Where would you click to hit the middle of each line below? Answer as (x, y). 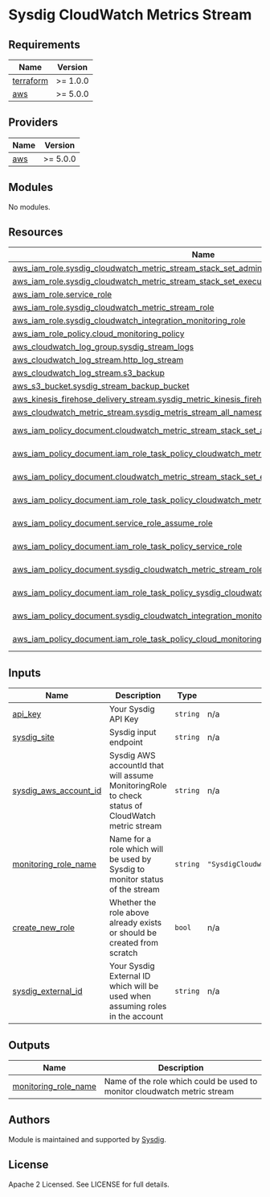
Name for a (131, 839)
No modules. (29, 206)
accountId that (137, 766)
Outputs (29, 1045)
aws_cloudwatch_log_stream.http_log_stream (98, 360)
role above (129, 912)
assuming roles (138, 1007)
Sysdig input (133, 733)
